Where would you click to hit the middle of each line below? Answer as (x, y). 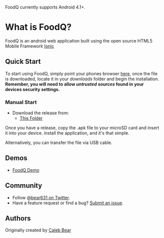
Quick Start (23, 62)
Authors (18, 218)
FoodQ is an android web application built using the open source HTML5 (79, 41)
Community (24, 186)
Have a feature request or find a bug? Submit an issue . (68, 203)
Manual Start (21, 102)
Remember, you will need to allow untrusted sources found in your (75, 84)
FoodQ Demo (26, 170)
